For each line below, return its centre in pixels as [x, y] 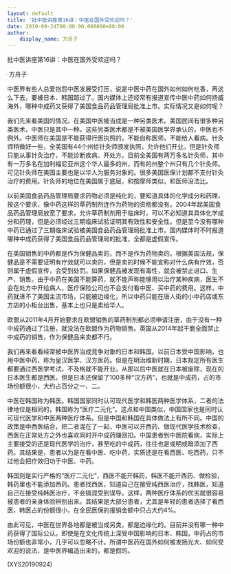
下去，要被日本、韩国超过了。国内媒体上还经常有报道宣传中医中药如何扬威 [118, 98]
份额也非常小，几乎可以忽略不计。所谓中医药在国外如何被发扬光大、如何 [115, 542]
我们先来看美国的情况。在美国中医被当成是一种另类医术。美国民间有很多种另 [115, 121]
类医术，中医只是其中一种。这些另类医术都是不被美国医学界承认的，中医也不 [115, 130]
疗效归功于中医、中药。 [64, 461]
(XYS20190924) [30, 564]
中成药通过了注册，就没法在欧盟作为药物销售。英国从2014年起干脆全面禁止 [113, 329]
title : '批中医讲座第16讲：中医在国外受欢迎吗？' [70, 20]
